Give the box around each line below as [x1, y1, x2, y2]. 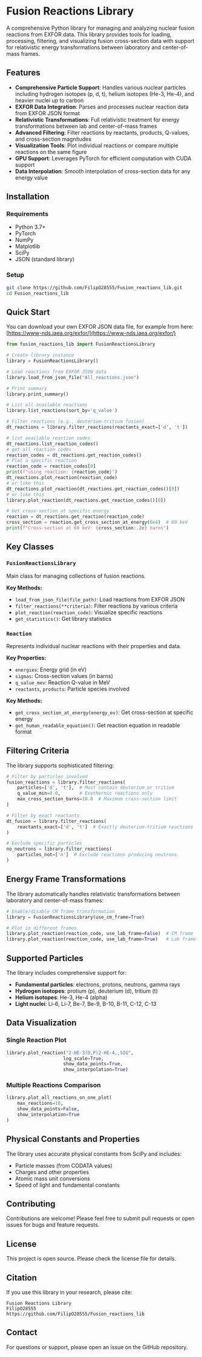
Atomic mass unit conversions [15, 1174, 91, 1182]
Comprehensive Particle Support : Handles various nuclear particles [15, 84, 186, 91]
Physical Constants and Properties [6, 1134, 140, 1144]
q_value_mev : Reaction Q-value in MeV [15, 678, 110, 686]
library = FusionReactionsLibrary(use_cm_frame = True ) [6, 914, 145, 920]
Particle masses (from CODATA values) [15, 1162, 113, 1169]
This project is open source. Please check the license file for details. [6, 1255, 177, 1262]
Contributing [6, 1199, 56, 1209]
